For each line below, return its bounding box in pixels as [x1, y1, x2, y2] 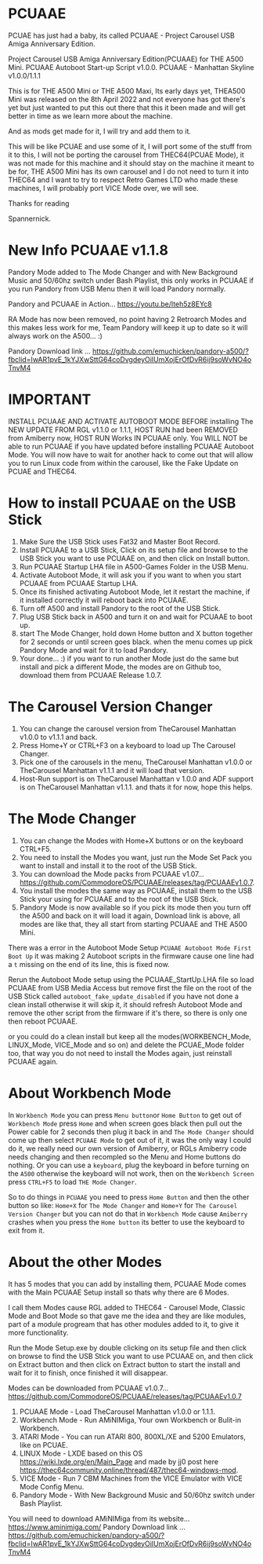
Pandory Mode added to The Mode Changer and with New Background [8, 267, 238, 277]
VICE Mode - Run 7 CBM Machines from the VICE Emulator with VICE [19, 1474, 243, 1483]
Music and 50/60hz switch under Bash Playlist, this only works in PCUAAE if [8, 276, 254, 285]
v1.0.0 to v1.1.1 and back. [19, 732, 98, 742]
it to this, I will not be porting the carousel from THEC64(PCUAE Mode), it [8, 150, 244, 159]
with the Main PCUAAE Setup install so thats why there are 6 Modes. [8, 1287, 229, 1297]
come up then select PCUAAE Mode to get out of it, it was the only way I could [8, 1135, 252, 1145]
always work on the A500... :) [8, 331, 103, 340]
